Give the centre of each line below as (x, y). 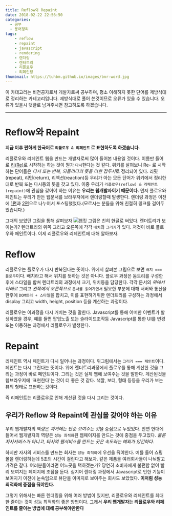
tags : (11, 34)
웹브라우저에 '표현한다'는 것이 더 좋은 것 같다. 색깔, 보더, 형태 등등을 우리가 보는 (84, 380)
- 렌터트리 (24, 63)
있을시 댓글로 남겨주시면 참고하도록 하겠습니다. (61, 105)
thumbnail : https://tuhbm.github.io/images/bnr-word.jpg (67, 77)
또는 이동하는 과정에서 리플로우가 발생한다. (48, 325)
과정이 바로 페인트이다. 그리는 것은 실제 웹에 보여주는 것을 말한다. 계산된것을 (90, 374)
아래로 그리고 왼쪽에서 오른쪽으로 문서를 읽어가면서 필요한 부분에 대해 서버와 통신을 (86, 288)
